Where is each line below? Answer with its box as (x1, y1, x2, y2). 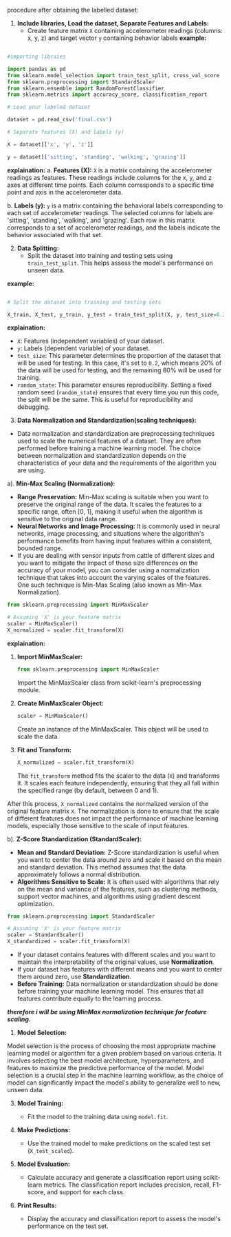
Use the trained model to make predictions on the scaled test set (27, 1139, 211, 1147)
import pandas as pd (7, 66, 67, 72)
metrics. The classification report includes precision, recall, (43, 1180, 212, 1189)
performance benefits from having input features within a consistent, (16, 537, 212, 545)
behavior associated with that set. (7, 230, 103, 239)
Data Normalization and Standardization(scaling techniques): (16, 416, 197, 425)
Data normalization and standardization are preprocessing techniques (16, 430, 215, 438)
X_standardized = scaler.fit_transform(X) (7, 938, 131, 945)
